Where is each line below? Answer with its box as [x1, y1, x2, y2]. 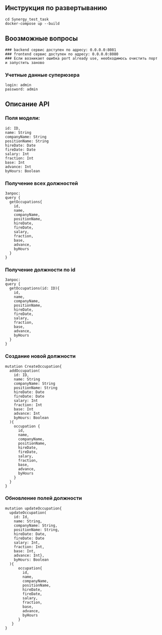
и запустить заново [5, 60, 45, 65]
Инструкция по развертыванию [5, 4, 108, 12]
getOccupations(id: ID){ [9, 286, 60, 291]
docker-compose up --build [5, 21, 60, 26]
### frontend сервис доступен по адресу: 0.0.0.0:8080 [5, 51, 119, 57]
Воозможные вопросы [5, 34, 78, 43]
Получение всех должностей [5, 180, 78, 187]
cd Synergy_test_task [5, 17, 49, 21]
